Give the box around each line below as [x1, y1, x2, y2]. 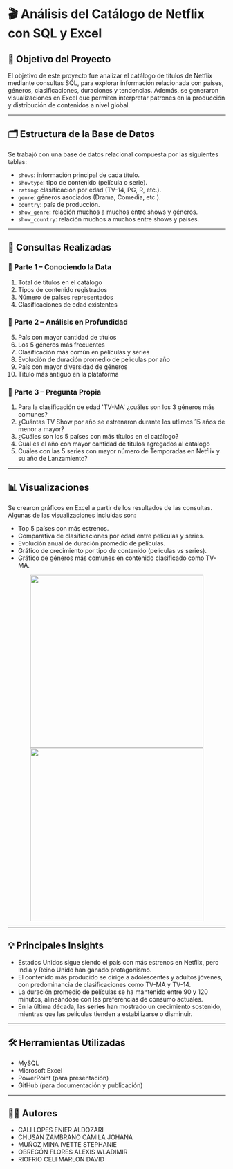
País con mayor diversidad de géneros [17, 362, 128, 371]
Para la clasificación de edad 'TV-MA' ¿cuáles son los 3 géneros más [17, 403, 215, 411]
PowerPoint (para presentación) [17, 1073, 109, 1082]
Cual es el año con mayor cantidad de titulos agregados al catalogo [17, 439, 210, 448]
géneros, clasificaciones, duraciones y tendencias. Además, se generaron [8, 87, 219, 94]
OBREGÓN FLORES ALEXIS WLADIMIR [17, 1148, 128, 1157]
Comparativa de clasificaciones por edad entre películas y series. [17, 532, 205, 540]
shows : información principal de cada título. [17, 171, 140, 179]
